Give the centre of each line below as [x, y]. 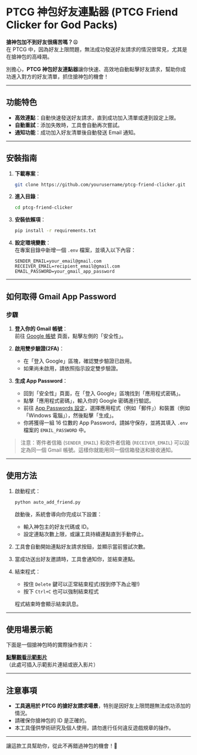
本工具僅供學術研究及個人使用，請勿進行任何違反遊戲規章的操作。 [94, 728]
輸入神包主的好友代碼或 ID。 [57, 526]
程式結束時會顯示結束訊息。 [48, 604]
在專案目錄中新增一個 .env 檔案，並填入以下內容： [75, 250]
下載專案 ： [28, 173]
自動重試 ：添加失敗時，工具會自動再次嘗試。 [69, 125]
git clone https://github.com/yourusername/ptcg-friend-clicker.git [100, 185]
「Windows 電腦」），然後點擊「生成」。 [70, 415]
